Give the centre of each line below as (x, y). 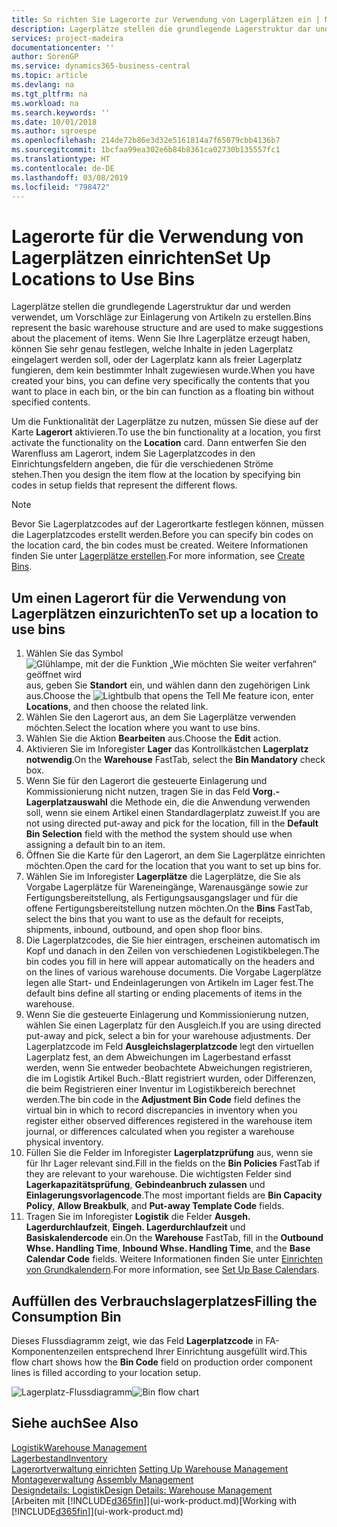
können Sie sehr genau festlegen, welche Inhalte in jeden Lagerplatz (152, 349)
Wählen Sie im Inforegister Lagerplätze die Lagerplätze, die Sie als (163, 877)
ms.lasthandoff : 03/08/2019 (70, 177)
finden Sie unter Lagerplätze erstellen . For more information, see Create (158, 556)
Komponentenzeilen (52, 1351)
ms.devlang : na (43, 85)
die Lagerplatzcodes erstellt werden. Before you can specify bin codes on (162, 535)
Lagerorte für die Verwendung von (157, 236)
